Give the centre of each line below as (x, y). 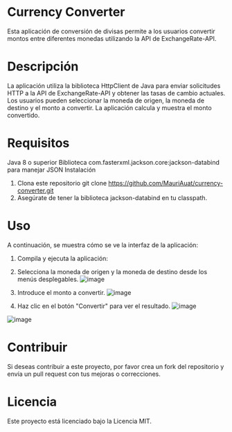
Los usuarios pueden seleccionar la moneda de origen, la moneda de (106, 100)
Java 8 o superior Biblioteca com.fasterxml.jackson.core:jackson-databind (113, 162)
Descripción (43, 67)
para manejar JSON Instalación (52, 170)
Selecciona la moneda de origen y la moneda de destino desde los (112, 271)
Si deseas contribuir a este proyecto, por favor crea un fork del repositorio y (116, 366)
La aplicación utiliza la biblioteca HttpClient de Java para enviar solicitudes (114, 85)
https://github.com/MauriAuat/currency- (166, 183)
